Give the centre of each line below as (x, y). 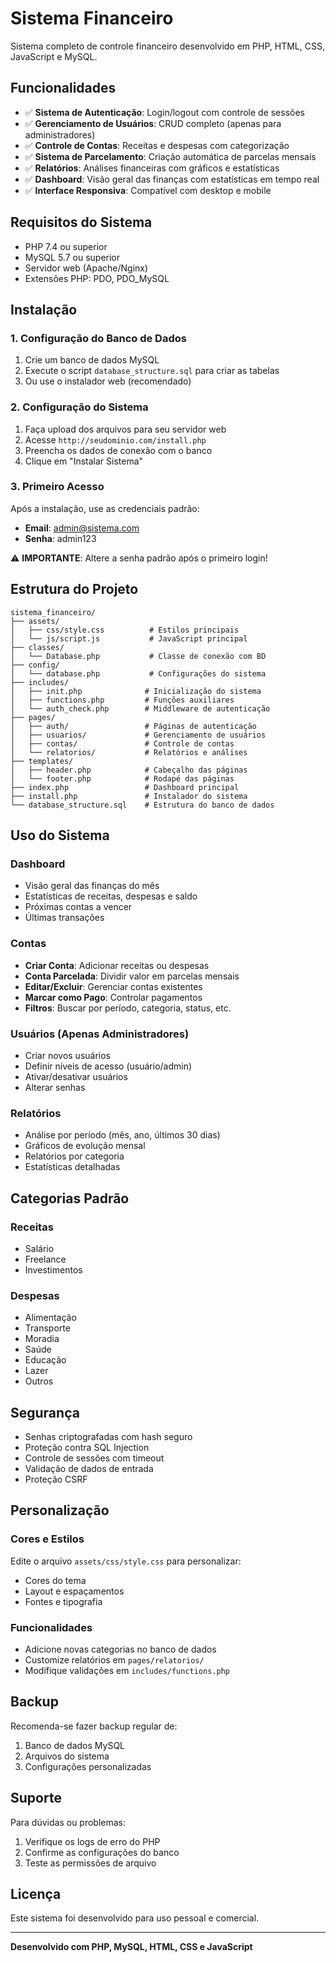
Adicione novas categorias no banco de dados (120, 1649)
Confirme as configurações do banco (102, 1852)
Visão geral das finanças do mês (92, 886)
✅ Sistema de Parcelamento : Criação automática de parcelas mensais (170, 156)
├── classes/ (37, 647)
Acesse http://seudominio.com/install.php (115, 439)
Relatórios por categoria (74, 1156)
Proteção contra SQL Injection (87, 1448)
